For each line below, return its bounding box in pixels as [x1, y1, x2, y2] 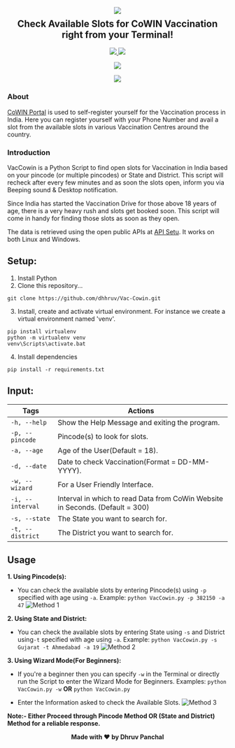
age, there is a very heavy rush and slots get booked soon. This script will [7, 207, 220, 215]
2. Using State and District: [7, 614, 87, 623]
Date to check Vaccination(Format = [57, 456, 176, 466]
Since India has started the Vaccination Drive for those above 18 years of [7, 199, 217, 208]
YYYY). [57, 466, 82, 475]
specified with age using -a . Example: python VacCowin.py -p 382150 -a [17, 594, 225, 602]
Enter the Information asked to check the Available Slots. [17, 698, 180, 707]
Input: [7, 385, 34, 397]
